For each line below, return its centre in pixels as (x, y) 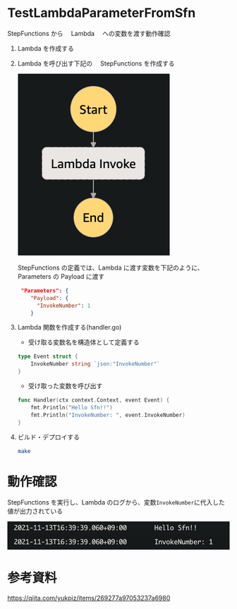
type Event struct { (48, 357)
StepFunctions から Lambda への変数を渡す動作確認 (89, 33)
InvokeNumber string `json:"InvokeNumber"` (95, 364)
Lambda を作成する (45, 48)
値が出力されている (35, 511)
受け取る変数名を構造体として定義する (84, 342)
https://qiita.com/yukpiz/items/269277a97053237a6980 (89, 598)
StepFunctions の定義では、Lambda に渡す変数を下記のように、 (110, 267)
